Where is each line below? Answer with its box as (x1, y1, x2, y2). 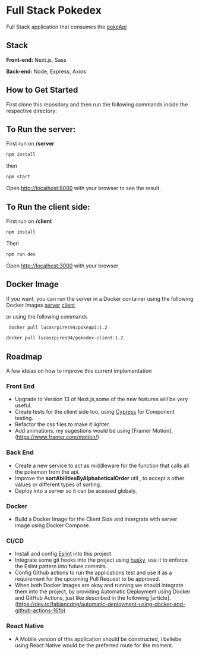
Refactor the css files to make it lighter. (14, 421, 110, 428)
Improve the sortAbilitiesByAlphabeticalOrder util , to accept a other (14, 474, 185, 481)
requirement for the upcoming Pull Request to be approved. (14, 575, 160, 582)
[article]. (150, 594, 171, 602)
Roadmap (6, 351, 43, 361)
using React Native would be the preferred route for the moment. (14, 641, 174, 648)
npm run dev (6, 251, 36, 257)
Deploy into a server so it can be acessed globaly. (14, 487, 137, 494)
